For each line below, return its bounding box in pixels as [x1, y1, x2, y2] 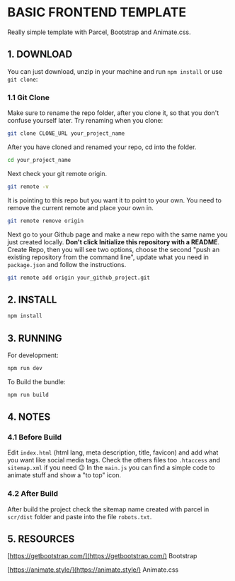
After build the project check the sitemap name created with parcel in [7, 505, 210, 514]
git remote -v [7, 183, 50, 190]
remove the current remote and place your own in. [7, 203, 154, 212]
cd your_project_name [7, 156, 71, 163]
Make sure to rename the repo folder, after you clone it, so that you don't [7, 109, 219, 117]
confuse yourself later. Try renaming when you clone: [7, 116, 164, 125]
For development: [7, 351, 59, 359]
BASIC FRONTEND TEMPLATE [7, 4, 187, 21]
